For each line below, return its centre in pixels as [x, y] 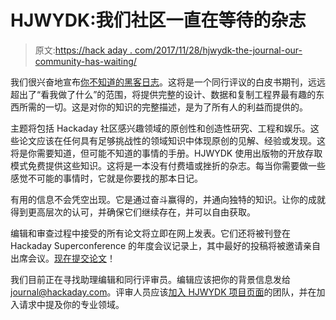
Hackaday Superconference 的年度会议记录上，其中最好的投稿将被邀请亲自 [166, 245]
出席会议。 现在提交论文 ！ [63, 258]
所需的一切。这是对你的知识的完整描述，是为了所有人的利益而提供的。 [163, 107]
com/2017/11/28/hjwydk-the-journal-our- [218, 50]
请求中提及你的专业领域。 [71, 304]
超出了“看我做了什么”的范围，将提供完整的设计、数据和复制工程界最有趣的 [163, 94]
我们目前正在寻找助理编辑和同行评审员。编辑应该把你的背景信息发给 [150, 279]
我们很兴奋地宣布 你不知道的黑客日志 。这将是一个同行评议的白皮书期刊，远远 [168, 82]
